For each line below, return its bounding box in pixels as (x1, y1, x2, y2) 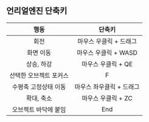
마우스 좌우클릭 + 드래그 (74, 83, 140, 91)
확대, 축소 (26, 93, 52, 102)
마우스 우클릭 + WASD (77, 48, 138, 56)
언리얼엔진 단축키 (6, 5, 68, 16)
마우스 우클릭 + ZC (81, 93, 133, 102)
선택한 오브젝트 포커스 (9, 71, 69, 80)
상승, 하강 (26, 59, 52, 68)
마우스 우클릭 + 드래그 (77, 37, 137, 46)
